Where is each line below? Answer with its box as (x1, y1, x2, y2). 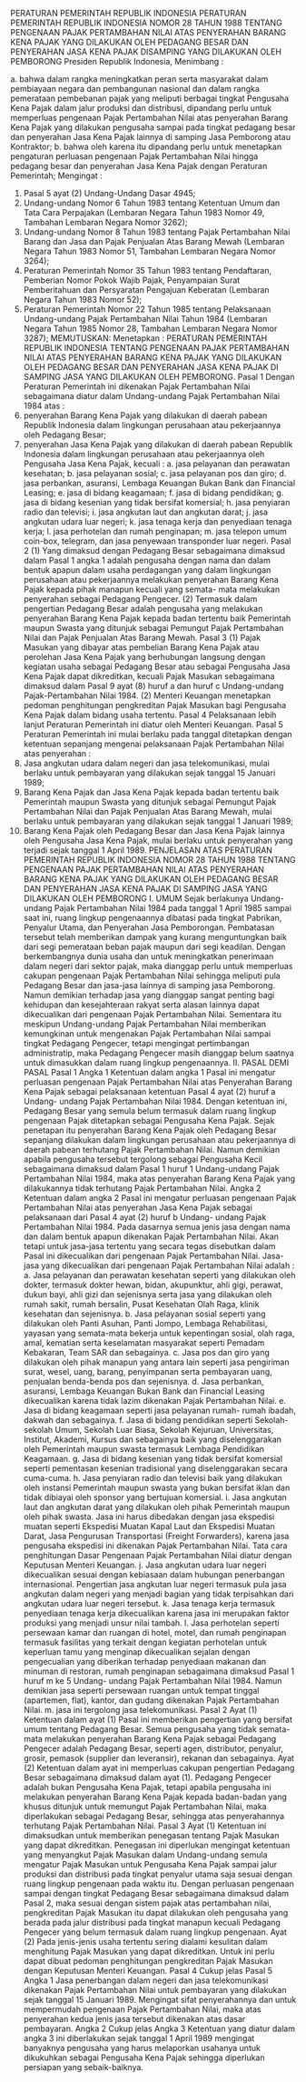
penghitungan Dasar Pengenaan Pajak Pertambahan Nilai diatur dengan (23, 1550, 292, 1560)
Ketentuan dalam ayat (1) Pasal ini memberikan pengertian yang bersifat (23, 1714, 293, 1725)
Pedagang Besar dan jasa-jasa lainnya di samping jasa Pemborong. (23, 980, 276, 990)
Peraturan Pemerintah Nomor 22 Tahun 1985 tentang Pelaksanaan (23, 304, 271, 315)
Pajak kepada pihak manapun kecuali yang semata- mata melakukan (23, 584, 281, 595)
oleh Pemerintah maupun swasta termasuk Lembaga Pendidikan (23, 1444, 265, 1454)
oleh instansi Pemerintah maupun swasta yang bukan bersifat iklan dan (23, 1482, 291, 1493)
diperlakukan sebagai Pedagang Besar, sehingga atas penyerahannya (23, 1811, 285, 1821)
